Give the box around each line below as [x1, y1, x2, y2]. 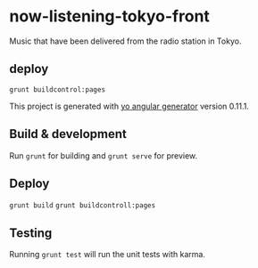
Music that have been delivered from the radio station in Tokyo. [9, 36, 242, 46]
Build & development [9, 126, 127, 142]
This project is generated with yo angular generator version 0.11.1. [9, 101, 250, 111]
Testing [9, 225, 53, 240]
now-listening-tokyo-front [9, 6, 210, 27]
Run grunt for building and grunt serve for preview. [9, 150, 198, 161]
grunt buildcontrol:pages [9, 85, 105, 94]
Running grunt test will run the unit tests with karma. [9, 249, 205, 260]
